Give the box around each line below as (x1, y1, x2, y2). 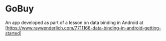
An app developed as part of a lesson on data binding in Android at (5, 19, 144, 25)
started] (5, 30, 22, 36)
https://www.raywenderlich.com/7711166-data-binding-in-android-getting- (7, 24, 161, 30)
